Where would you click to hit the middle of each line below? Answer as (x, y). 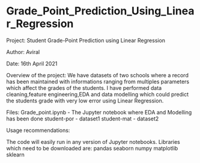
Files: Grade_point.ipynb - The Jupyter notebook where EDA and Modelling (99, 112)
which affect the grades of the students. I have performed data (84, 87)
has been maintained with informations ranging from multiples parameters (98, 81)
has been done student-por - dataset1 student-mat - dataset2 (83, 119)
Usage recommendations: (38, 130)
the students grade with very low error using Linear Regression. (85, 101)
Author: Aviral (23, 52)
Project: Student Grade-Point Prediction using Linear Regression (86, 40)
